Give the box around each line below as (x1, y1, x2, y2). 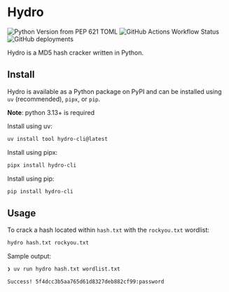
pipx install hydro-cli (7, 162, 77, 169)
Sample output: (7, 252, 51, 260)
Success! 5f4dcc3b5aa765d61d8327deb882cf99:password (7, 278, 165, 285)
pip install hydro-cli (7, 188, 74, 195)
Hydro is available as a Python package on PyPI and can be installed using (7, 87, 222, 95)
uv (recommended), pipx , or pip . (7, 95, 101, 103)
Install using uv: (7, 122, 53, 130)
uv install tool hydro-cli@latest (7, 135, 109, 142)
